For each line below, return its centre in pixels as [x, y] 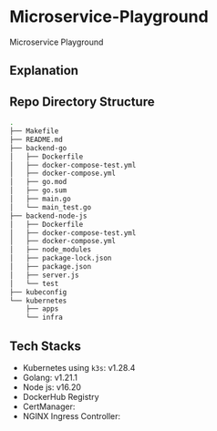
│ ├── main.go [40, 199]
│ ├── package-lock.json [61, 258]
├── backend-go [38, 148]
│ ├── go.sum [38, 190]
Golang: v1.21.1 [50, 377]
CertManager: [49, 406]
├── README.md [36, 139]
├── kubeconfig [38, 292]
